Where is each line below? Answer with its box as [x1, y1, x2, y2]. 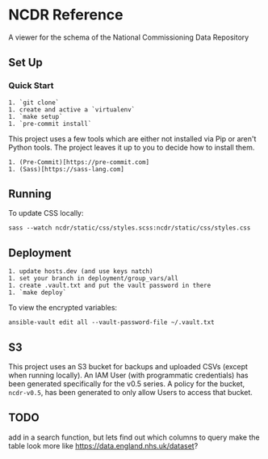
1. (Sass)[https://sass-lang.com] [8, 165, 125, 173]
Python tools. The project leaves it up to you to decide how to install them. [8, 142, 255, 152]
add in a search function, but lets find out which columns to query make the [8, 432, 260, 442]
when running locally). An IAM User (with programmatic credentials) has [8, 370, 249, 381]
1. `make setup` [8, 112, 63, 120]
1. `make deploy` [8, 288, 67, 297]
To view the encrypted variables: [8, 303, 118, 313]
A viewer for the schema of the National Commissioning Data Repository [8, 32, 249, 42]
